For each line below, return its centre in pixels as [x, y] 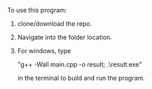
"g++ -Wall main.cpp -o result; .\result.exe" [80, 64]
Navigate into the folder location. [64, 37]
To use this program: [37, 10]
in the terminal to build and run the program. [81, 78]
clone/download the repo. [55, 23]
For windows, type [44, 51]
